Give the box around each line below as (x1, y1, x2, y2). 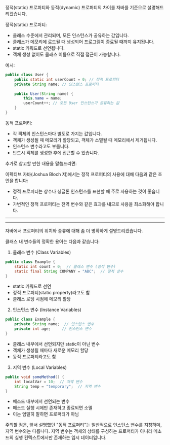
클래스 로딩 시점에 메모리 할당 (12, 296, 71, 302)
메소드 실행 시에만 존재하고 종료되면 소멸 (12, 405, 93, 411)
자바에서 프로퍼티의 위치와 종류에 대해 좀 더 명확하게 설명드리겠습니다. (5, 227, 143, 233)
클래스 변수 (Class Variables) (12, 249, 71, 255)
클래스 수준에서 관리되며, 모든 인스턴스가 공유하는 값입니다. (12, 32, 129, 38)
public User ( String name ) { (14, 91, 73, 96)
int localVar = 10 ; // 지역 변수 (14, 379, 83, 384)
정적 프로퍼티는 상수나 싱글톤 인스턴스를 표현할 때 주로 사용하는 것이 (12, 188, 147, 194)
